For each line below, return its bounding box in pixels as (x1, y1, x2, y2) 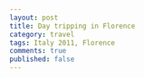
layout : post (9, 13, 59, 22)
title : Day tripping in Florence (9, 22, 136, 30)
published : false (9, 55, 75, 64)
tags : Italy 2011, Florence (9, 38, 116, 48)
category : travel (9, 30, 75, 39)
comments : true (9, 47, 67, 56)
